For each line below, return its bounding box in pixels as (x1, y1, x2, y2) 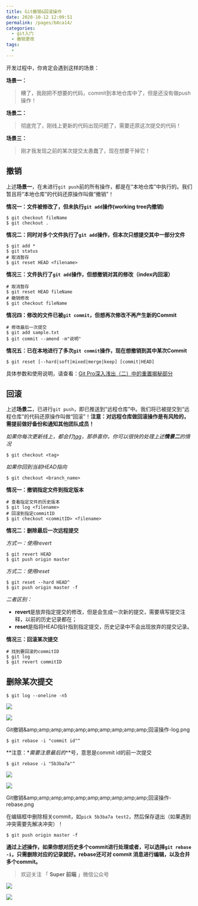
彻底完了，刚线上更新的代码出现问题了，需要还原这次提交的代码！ (20, 122, 181, 129)
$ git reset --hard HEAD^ (6, 580, 70, 586)
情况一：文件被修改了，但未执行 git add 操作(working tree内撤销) (6, 203, 164, 210)
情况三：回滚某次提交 (6, 636, 58, 643)
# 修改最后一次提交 (6, 324, 47, 330)
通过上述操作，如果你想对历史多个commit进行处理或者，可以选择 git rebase (6, 843, 191, 850)
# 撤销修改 (6, 295, 30, 301)
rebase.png (6, 801, 34, 808)
